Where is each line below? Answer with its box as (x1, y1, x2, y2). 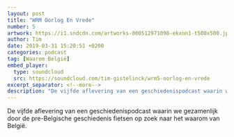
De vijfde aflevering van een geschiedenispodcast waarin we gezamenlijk (7, 107, 218, 115)
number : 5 (7, 23, 36, 30)
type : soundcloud (13, 68, 64, 75)
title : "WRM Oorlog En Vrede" (7, 17, 95, 24)
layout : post (7, 10, 45, 17)
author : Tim (7, 36, 42, 43)
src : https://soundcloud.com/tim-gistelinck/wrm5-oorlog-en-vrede (13, 74, 210, 82)
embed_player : (7, 62, 49, 69)
